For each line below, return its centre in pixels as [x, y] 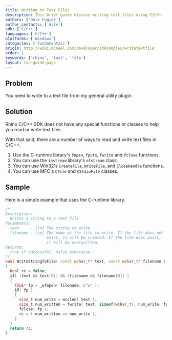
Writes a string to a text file [45, 218]
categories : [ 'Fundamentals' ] [38, 44]
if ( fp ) [24, 290]
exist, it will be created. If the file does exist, [104, 237]
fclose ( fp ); [34, 309]
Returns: [15, 247]
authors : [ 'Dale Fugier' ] [33, 19]
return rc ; [21, 328]
